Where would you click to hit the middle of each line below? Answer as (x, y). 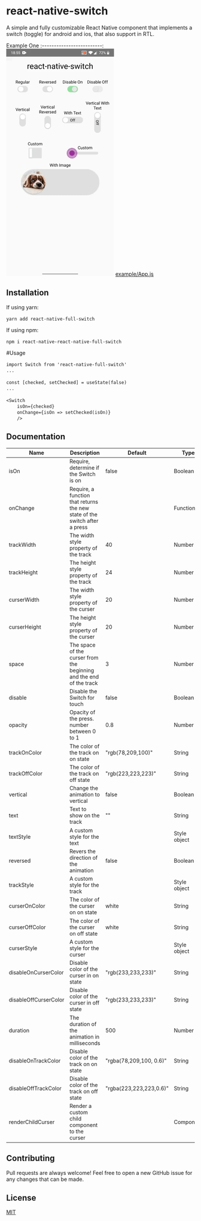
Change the (84, 788)
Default (137, 453)
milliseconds (85, 1043)
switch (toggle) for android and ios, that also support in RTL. (80, 34)
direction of (84, 857)
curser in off (85, 1003)
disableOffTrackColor (35, 1088)
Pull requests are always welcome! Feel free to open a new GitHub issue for (99, 1173)
